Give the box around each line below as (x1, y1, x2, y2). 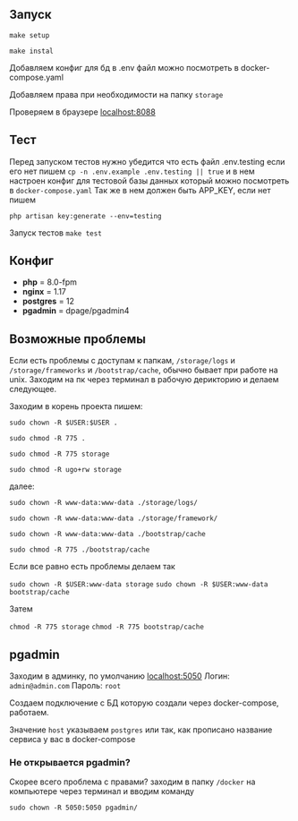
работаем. (9, 707, 49, 718)
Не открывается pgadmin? (9, 756, 132, 768)
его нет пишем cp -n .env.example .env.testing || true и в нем (9, 166, 255, 176)
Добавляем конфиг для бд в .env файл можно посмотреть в (9, 62, 239, 73)
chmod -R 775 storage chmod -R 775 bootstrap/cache (9, 622, 204, 632)
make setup (9, 30, 50, 39)
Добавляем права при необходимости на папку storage (9, 89, 224, 99)
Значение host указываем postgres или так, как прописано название (9, 724, 273, 735)
